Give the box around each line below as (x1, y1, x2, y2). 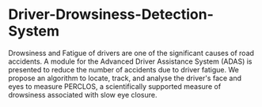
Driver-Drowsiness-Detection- (8, 6, 214, 24)
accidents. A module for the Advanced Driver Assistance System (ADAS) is (8, 57, 253, 66)
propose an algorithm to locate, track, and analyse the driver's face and (8, 73, 242, 83)
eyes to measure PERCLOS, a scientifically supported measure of (8, 81, 222, 91)
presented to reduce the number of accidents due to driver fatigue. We (8, 65, 239, 74)
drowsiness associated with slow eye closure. (8, 90, 158, 99)
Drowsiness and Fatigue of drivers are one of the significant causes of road (8, 48, 255, 57)
